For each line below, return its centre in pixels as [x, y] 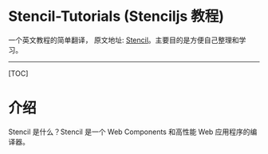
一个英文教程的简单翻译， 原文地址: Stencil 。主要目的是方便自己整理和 [124, 40]
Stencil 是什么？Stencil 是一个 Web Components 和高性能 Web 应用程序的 [129, 132]
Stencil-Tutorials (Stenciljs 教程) [116, 16]
